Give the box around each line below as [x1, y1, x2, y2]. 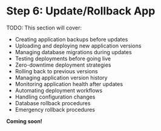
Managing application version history [15, 74, 108, 81]
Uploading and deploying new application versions [15, 42, 142, 49]
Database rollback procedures [15, 99, 91, 106]
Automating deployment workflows [15, 87, 103, 94]
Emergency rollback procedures [15, 106, 96, 113]
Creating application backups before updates [15, 35, 128, 43]
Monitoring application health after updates [15, 80, 123, 88]
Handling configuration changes [15, 93, 96, 100]
